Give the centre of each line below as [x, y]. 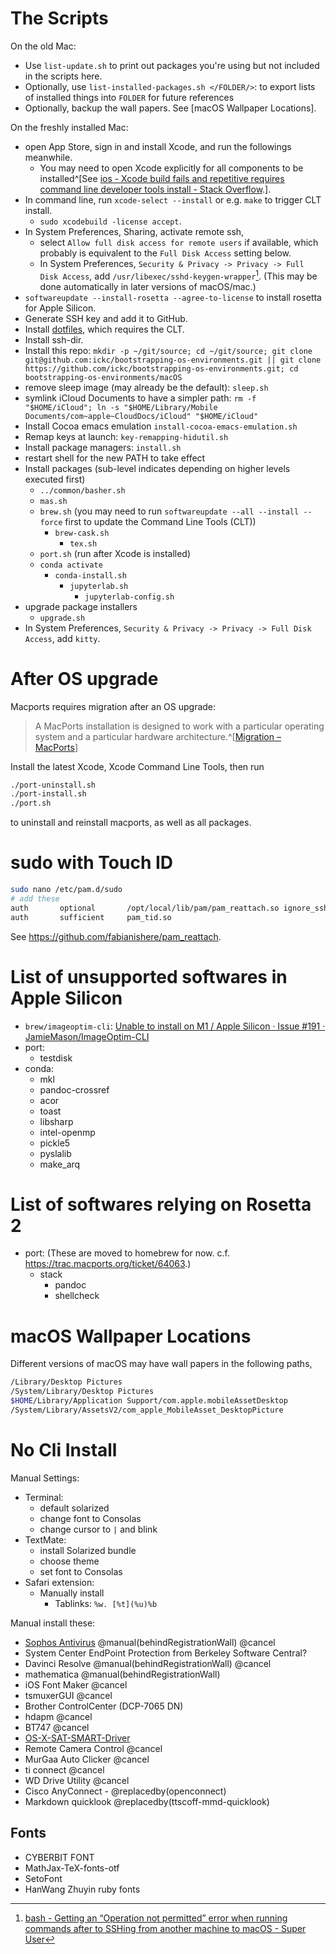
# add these [35, 898]
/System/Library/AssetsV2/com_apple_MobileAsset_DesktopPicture [147, 1410]
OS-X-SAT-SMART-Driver [77, 1738]
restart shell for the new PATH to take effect [115, 458]
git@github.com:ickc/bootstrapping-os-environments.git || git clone [173, 360]
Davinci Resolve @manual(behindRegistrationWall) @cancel [148, 1663]
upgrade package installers [81, 606]
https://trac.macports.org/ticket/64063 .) [108, 1264]
